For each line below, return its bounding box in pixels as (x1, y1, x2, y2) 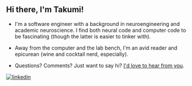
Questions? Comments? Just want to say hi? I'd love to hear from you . (14, 62, 184, 69)
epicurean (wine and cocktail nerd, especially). (14, 50, 128, 58)
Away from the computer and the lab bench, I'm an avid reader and (14, 44, 178, 51)
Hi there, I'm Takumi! (6, 5, 84, 15)
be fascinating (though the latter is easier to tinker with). (14, 32, 151, 40)
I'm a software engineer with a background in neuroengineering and (14, 20, 180, 27)
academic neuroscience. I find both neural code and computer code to (14, 27, 187, 34)
